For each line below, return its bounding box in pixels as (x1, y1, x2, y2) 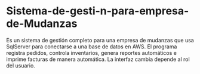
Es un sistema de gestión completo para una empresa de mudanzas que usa (6, 36, 194, 44)
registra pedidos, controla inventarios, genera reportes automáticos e (6, 49, 177, 56)
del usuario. (6, 61, 36, 69)
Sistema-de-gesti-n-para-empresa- (6, 4, 189, 18)
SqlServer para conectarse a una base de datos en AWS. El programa (6, 43, 177, 50)
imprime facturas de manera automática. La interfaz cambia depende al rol (6, 55, 190, 63)
